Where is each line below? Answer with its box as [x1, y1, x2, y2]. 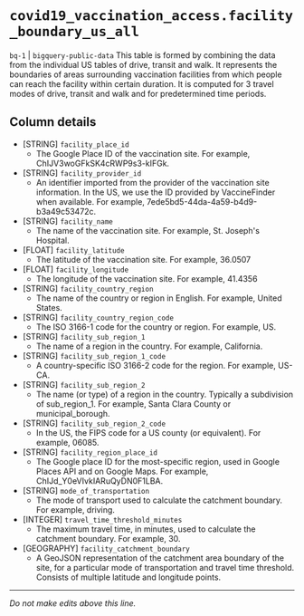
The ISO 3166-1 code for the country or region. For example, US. [35, 321, 277, 332]
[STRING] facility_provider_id [22, 167, 142, 178]
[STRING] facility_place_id [22, 139, 129, 149]
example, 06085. [35, 437, 100, 448]
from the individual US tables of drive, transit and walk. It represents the [9, 59, 278, 70]
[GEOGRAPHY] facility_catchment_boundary [22, 543, 190, 553]
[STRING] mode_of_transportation [22, 485, 150, 496]
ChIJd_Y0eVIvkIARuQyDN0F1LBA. [35, 475, 164, 486]
